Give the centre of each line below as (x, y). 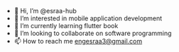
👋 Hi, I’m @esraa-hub (45, 11)
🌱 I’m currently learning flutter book (66, 26)
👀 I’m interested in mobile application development (88, 18)
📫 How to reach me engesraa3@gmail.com (78, 41)
